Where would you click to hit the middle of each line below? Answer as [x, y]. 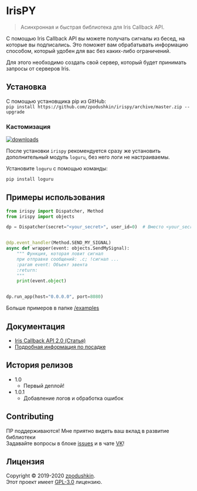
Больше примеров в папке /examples [53, 308]
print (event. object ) [42, 281]
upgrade [16, 112]
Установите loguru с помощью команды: [57, 169]
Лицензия [25, 462]
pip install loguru [30, 179]
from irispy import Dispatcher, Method [55, 211]
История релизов [40, 365]
